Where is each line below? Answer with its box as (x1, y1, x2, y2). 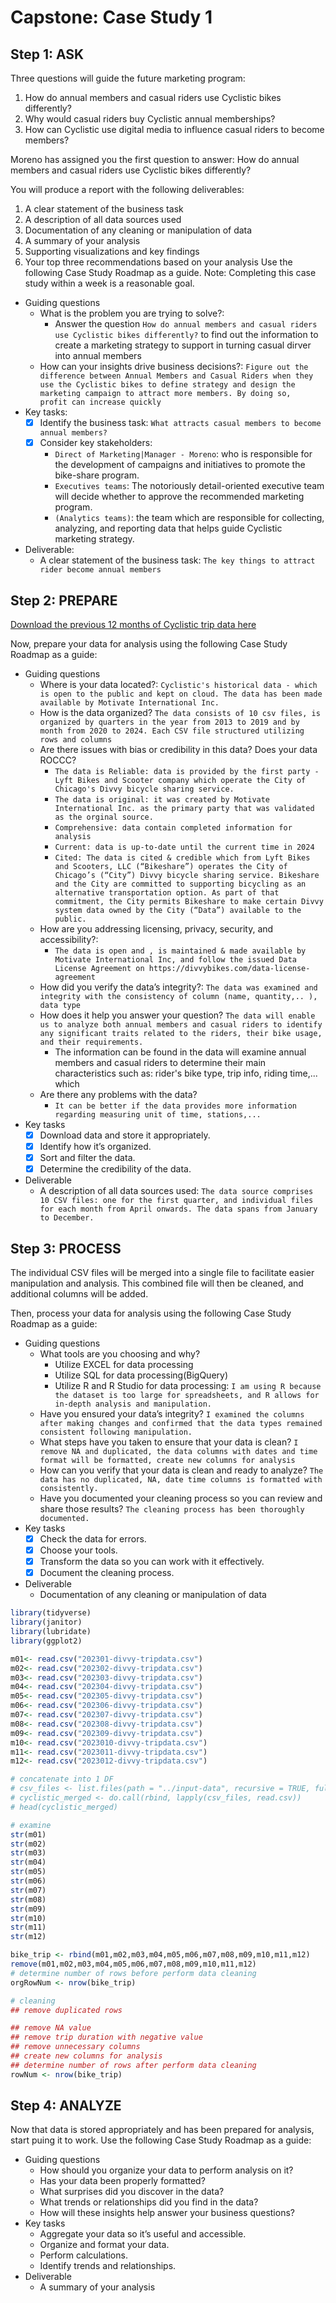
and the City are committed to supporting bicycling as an (54, 879, 307, 889)
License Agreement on (54, 963, 145, 973)
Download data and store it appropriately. (39, 1129, 211, 1141)
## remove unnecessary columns (10, 2042, 141, 2052)
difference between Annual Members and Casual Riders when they (39, 371, 314, 381)
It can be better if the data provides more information (54, 1101, 297, 1111)
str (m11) (10, 1922, 47, 1933)
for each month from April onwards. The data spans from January (39, 1204, 318, 1215)
